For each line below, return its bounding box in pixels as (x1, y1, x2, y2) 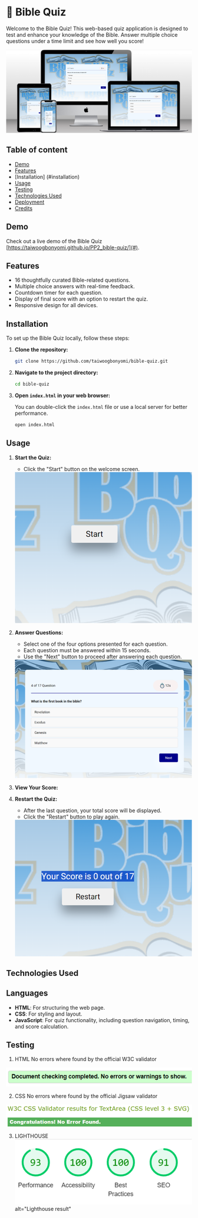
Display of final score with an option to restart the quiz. (14, 295, 148, 302)
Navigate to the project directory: (14, 369, 98, 376)
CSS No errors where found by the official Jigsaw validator (14, 1092, 158, 1100)
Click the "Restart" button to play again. (23, 813, 120, 820)
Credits (14, 204, 33, 212)
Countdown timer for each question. (14, 289, 103, 297)
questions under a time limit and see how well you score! (6, 37, 144, 44)
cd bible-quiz (14, 381, 49, 387)
